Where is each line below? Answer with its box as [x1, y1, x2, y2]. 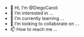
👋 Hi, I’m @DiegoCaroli [10, 5, 58, 10]
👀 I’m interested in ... [10, 10, 53, 16]
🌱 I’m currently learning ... [10, 15, 65, 21]
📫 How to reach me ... [10, 26, 58, 32]
